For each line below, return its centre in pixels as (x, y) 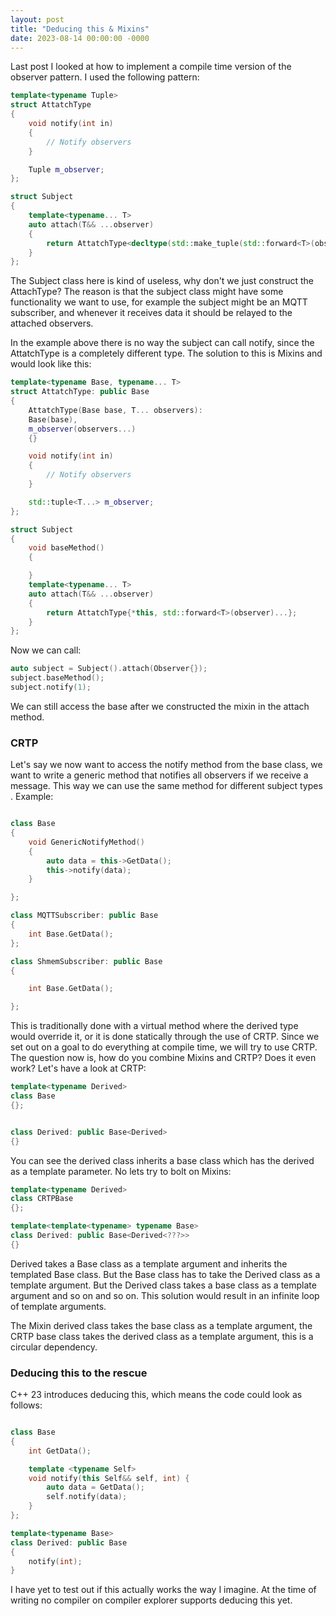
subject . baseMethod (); (57, 678)
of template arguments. (58, 1306)
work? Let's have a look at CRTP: (78, 1068)
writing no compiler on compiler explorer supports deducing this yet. (151, 1600)
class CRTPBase (42, 1199)
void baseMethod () (66, 548)
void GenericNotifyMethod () (86, 842)
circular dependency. (54, 1347)
